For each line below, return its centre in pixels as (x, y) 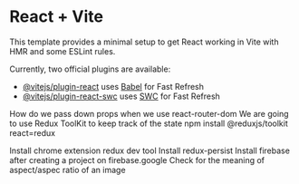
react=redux (33, 132)
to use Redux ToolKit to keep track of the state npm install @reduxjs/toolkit (149, 123)
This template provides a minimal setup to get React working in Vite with (144, 42)
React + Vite (57, 17)
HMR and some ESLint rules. (63, 51)
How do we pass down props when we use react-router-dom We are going (149, 113)
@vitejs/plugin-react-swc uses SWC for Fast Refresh (121, 96)
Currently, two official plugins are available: (90, 69)
